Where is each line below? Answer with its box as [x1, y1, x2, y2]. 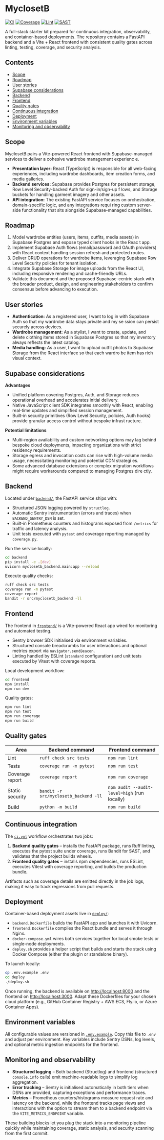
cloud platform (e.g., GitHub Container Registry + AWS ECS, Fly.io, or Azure [5, 998, 157, 1004]
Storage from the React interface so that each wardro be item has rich [12, 350, 153, 356]
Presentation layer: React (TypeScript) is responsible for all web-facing [12, 165, 157, 171]
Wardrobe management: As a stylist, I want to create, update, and [12, 329, 146, 335]
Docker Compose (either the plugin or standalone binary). [12, 951, 128, 957]
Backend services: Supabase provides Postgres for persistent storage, [12, 181, 156, 187]
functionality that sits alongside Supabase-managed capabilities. [21, 207, 152, 213]
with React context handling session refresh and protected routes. [12, 250, 145, 256]
